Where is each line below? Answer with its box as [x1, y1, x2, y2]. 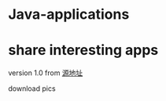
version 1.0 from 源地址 [8, 68, 83, 78]
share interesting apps [8, 41, 159, 60]
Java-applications [8, 5, 130, 23]
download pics [8, 84, 57, 93]
